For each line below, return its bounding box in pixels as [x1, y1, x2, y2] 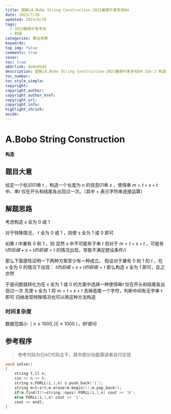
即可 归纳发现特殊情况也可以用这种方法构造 [5, 294, 96, 300]
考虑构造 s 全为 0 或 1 [5, 219, 50, 225]
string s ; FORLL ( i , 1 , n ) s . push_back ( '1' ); [14, 380, 103, 386]
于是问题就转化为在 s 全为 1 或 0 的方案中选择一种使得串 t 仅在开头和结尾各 [5, 281, 161, 288]
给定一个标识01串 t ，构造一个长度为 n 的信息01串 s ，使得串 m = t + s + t [5, 182, 158, 188]
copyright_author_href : [5, 93, 56, 98]
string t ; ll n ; [14, 371, 47, 376]
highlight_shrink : [5, 107, 44, 112]
